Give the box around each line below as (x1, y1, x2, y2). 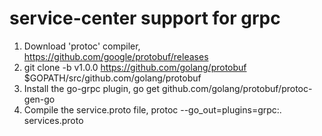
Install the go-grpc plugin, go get (23, 82, 161, 94)
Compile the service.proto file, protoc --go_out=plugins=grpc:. (23, 103, 282, 116)
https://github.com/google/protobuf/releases (23, 50, 209, 62)
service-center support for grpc (9, 7, 281, 30)
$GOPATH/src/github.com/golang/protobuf (23, 72, 202, 84)
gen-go (23, 93, 56, 105)
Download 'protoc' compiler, (23, 40, 141, 52)
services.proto (23, 114, 84, 126)
